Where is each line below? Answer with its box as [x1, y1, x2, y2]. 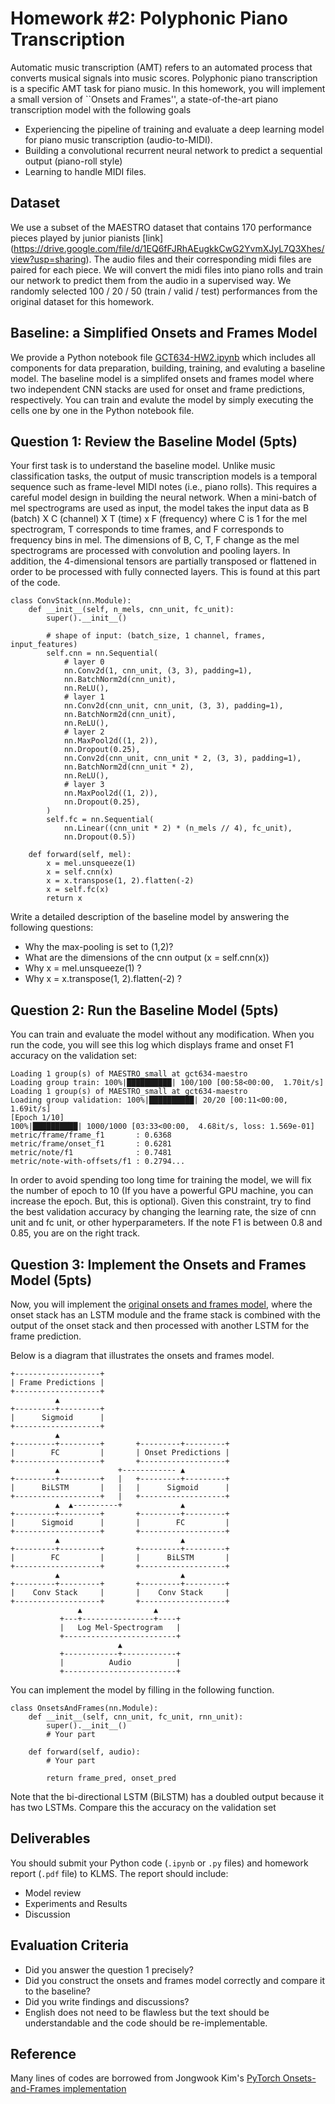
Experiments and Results [24, 1897, 128, 1909]
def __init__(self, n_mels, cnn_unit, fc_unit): [28, 605, 235, 615]
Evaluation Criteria [10, 1937, 129, 1954]
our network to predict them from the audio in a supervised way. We [10, 274, 292, 286]
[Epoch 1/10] [10, 1113, 65, 1123]
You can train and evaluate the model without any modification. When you [10, 1028, 315, 1041]
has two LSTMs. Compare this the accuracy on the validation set [10, 1802, 277, 1813]
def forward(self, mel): [28, 850, 132, 860]
